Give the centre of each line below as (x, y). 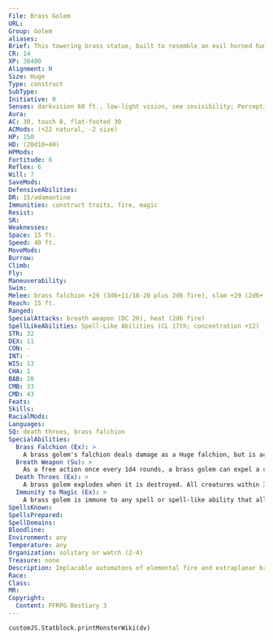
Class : (19, 583)
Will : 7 (22, 175)
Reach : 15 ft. (32, 303)
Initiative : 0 (32, 99)
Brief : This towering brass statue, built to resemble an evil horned (130, 46)
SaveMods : (25, 183)
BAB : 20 (22, 379)
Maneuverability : (38, 281)
